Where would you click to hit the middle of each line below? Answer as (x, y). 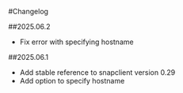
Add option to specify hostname (72, 81)
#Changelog (29, 11)
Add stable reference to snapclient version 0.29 (97, 73)
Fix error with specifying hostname (76, 42)
